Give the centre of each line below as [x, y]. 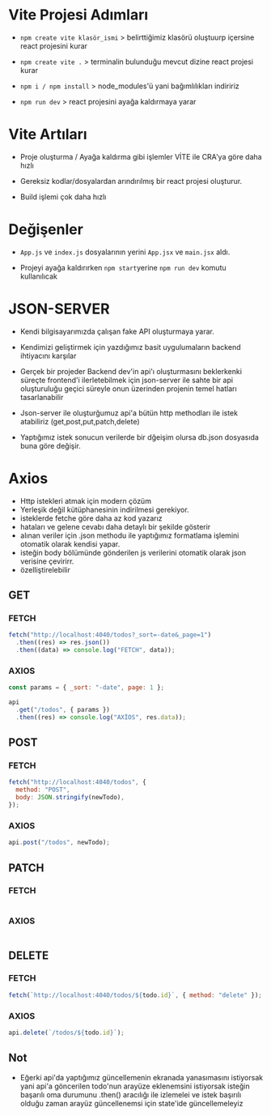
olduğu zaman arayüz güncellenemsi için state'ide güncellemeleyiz [131, 1103]
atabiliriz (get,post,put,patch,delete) [80, 421]
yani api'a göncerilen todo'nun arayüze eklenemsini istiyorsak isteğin [135, 1086]
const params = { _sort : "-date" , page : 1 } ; [86, 688]
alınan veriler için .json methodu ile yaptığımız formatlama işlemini [129, 535]
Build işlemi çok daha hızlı [63, 197]
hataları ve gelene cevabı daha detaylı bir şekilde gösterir [115, 526]
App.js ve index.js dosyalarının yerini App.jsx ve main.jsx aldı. [125, 252]
